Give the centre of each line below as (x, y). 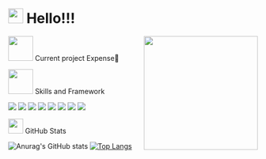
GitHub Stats (46, 131)
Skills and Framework (70, 91)
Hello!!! (51, 19)
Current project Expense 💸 (77, 58)
